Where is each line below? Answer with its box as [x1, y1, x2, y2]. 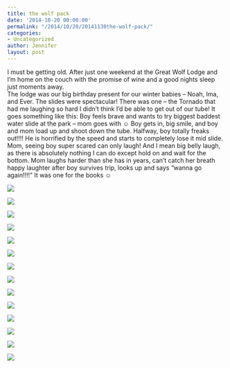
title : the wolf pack [7, 10, 70, 17]
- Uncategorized [7, 36, 54, 43]
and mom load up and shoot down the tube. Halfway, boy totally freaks [7, 126, 210, 135]
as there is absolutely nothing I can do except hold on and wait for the [7, 148, 206, 157]
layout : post [7, 49, 45, 56]
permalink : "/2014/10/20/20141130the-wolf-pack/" [7, 23, 154, 30]
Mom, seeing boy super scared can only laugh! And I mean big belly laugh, [7, 141, 220, 150]
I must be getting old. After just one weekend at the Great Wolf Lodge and [7, 67, 218, 76]
